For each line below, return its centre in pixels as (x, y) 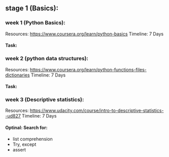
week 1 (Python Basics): (36, 23)
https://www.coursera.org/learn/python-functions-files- (88, 69)
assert (19, 149)
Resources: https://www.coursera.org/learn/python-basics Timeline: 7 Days (84, 34)
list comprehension (33, 139)
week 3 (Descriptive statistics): (45, 100)
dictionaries (18, 75)
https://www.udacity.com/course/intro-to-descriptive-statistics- (97, 110)
